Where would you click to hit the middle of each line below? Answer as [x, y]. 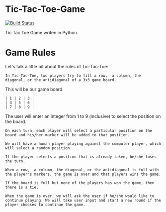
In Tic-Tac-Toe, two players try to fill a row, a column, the [73, 76]
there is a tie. [22, 187]
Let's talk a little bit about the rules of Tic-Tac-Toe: [57, 66]
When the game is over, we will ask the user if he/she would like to [80, 196]
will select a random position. [39, 148]
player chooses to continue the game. [45, 205]
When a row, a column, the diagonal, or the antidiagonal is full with [82, 170]
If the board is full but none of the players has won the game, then [80, 183]
